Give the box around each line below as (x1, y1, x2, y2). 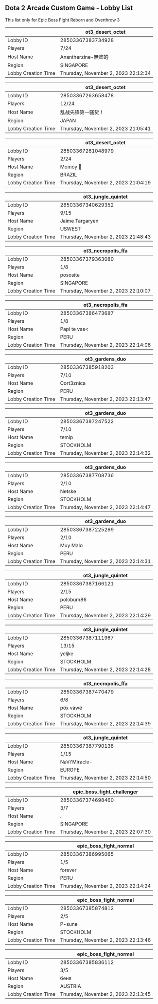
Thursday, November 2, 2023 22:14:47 (60, 504, 151, 511)
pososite (60, 271, 80, 278)
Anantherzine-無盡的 (60, 53, 108, 60)
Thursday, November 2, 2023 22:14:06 (60, 341, 151, 348)
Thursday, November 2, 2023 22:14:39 (60, 720, 151, 727)
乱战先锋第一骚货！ (60, 109, 105, 115)
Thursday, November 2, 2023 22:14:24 (60, 882, 151, 889)
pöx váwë (60, 704, 83, 711)
